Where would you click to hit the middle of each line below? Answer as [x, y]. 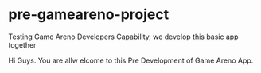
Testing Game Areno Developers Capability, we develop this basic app [123, 36]
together [22, 44]
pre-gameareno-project [89, 15]
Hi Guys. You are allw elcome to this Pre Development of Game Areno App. [131, 60]
